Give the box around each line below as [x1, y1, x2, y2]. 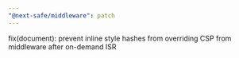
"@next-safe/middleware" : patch [8, 11, 115, 20]
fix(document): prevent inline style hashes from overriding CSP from [8, 33, 232, 43]
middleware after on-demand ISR [8, 41, 117, 52]
